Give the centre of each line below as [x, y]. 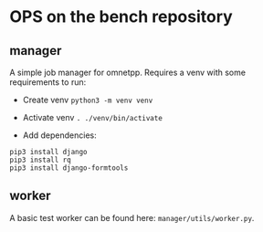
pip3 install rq [40, 160]
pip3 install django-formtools [69, 168]
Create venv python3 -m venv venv [88, 100]
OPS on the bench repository [121, 17]
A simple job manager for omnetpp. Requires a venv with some [128, 72]
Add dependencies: [60, 135]
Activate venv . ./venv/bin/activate [92, 117]
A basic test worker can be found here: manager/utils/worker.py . [132, 217]
